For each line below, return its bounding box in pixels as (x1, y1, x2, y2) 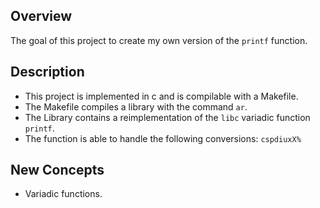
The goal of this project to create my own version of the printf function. (10, 34, 308, 46)
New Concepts (10, 162, 105, 179)
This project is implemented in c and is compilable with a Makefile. (24, 90, 299, 102)
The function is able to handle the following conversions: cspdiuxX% (24, 132, 302, 144)
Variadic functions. (24, 188, 103, 200)
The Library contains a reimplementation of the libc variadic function (24, 111, 311, 123)
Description (10, 64, 85, 81)
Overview (10, 8, 73, 25)
